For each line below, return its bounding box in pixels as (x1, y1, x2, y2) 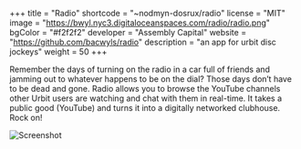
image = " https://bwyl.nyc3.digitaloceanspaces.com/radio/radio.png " (9, 17, 271, 28)
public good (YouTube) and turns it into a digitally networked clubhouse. (9, 103, 281, 113)
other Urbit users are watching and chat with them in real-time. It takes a (9, 93, 283, 104)
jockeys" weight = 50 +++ (9, 46, 108, 57)
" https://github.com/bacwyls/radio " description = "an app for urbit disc (9, 36, 276, 47)
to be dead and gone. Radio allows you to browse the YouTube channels (9, 84, 281, 94)
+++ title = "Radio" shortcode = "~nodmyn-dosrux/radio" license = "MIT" (9, 8, 285, 18)
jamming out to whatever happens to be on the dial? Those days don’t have (9, 74, 292, 84)
